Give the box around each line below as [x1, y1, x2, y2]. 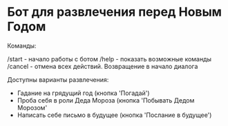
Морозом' [17, 103, 48, 112]
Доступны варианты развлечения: [7, 75, 109, 83]
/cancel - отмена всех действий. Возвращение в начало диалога [7, 62, 198, 70]
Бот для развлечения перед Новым [7, 4, 222, 20]
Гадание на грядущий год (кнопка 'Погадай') [17, 89, 150, 97]
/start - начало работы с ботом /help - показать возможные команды [7, 54, 212, 63]
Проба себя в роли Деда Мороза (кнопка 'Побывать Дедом [17, 96, 195, 104]
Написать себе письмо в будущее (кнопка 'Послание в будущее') [17, 111, 212, 119]
